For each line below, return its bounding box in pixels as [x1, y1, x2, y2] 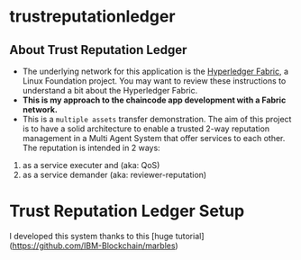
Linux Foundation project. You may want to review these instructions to [22, 76, 287, 86]
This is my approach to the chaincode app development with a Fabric [22, 94, 287, 105]
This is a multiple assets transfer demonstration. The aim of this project [22, 114, 292, 124]
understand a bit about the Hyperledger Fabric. [22, 85, 198, 95]
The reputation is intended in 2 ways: [22, 142, 160, 153]
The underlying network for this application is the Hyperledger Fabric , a [22, 66, 289, 76]
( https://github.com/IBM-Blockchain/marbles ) [9, 240, 178, 251]
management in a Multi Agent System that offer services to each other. [22, 133, 286, 143]
